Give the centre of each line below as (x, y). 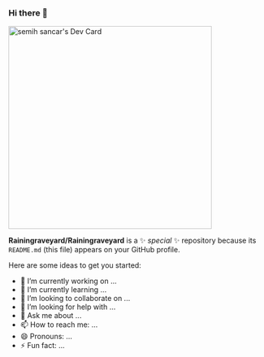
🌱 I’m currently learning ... (63, 290)
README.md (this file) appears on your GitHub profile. (94, 250)
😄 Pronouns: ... (46, 337)
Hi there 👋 (28, 13)
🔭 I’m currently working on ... (68, 281)
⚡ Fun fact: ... (42, 346)
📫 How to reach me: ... (59, 325)
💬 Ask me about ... (51, 316)
